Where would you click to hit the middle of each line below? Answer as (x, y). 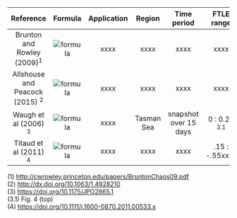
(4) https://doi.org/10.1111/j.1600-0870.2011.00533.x (82, 206)
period (183, 23)
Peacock (29, 92)
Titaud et (29, 143)
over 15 (183, 122)
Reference (29, 18)
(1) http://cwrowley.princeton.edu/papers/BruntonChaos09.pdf (98, 176)
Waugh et (29, 115)
